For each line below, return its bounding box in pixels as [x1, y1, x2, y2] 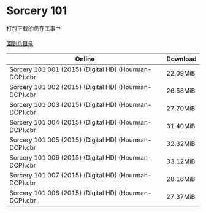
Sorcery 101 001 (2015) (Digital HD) [9, 65, 118, 74]
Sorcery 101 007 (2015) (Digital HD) [9, 171, 118, 179]
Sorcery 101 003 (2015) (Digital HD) [9, 100, 118, 109]
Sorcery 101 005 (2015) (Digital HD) [9, 136, 118, 144]
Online [75, 55, 95, 63]
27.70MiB [166, 104, 196, 112]
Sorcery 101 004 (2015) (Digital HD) [9, 118, 118, 126]
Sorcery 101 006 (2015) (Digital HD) [9, 153, 118, 161]
